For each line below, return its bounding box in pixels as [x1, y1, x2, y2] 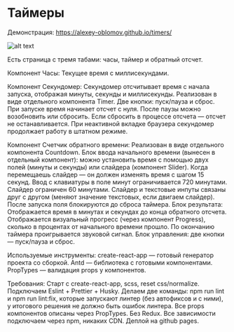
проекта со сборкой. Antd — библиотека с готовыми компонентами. [7, 258, 213, 267]
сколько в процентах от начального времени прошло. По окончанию [7, 222, 215, 230]
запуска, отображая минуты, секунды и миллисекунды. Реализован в [7, 90, 217, 98]
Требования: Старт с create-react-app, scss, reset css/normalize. [7, 279, 200, 288]
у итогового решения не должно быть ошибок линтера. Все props [7, 301, 205, 310]
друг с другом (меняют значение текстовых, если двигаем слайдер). [7, 193, 215, 201]
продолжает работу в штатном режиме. [7, 127, 128, 135]
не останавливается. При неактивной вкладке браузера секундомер [7, 119, 214, 127]
